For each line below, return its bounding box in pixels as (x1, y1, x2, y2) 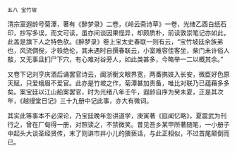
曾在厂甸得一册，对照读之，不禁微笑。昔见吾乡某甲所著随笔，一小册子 (25, 121, 230, 128)
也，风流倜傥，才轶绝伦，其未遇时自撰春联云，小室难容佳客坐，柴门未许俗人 (7, 47, 230, 54)
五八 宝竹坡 (7, 6, 37, 13)
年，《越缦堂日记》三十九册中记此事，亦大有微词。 (7, 97, 153, 104)
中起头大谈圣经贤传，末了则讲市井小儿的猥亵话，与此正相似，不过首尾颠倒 (7, 129, 224, 137)
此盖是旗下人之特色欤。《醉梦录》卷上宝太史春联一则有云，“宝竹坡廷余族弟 (7, 37, 224, 46)
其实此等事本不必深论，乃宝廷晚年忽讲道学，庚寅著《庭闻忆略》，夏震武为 (7, 111, 221, 120)
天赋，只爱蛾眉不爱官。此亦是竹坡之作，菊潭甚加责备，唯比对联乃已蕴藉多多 (7, 79, 230, 87)
